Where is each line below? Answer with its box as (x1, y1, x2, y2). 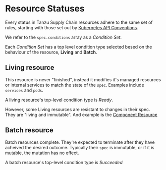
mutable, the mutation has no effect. (5, 150, 79, 156)
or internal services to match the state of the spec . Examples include (5, 82, 145, 88)
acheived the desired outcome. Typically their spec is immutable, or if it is (5, 144, 155, 150)
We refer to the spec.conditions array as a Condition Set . (5, 34, 122, 40)
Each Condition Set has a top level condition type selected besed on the (5, 44, 152, 50)
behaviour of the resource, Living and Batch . (5, 49, 98, 55)
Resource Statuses (5, 3, 85, 14)
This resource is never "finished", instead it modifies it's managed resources (5, 76, 161, 82)
